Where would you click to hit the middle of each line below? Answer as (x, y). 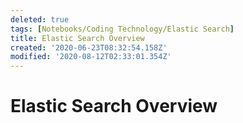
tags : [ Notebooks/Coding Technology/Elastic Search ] (122, 29)
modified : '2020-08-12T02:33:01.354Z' (91, 57)
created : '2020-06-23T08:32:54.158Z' (89, 47)
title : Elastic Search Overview (77, 38)
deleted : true (40, 19)
